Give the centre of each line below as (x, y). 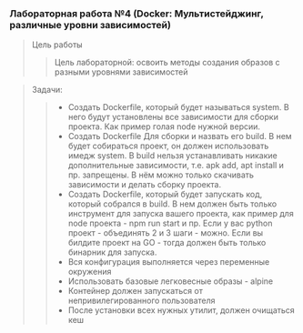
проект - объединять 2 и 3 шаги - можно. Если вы (166, 233)
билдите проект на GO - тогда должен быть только (167, 243)
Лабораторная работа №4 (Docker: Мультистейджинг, (136, 14)
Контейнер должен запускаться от (135, 291)
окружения (90, 272)
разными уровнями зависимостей (121, 72)
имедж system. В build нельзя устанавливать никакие (172, 156)
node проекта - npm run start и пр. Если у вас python (170, 223)
